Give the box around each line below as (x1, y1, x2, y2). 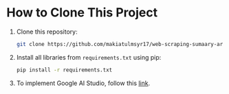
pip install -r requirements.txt (16, 67, 113, 73)
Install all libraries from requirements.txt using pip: (16, 53, 162, 61)
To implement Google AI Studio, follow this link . (16, 79, 151, 87)
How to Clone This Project (6, 5, 158, 21)
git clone (16, 40, 45, 47)
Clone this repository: (16, 27, 78, 36)
